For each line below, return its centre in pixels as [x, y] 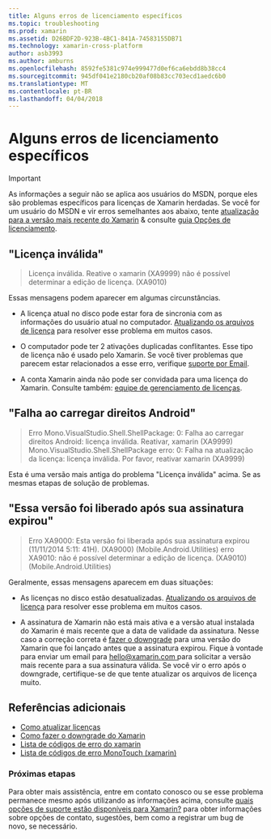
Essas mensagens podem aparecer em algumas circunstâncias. [114, 298]
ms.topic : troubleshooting [54, 23]
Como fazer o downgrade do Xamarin [83, 736]
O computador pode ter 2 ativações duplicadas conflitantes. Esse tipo [136, 346]
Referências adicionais [67, 708]
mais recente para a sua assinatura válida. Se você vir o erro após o [133, 665]
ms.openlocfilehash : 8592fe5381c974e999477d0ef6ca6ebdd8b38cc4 [117, 69]
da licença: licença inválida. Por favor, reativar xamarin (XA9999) [136, 458]
